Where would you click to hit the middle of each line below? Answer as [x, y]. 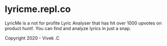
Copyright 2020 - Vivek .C [32, 38]
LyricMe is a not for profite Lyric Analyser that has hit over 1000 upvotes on [83, 23]
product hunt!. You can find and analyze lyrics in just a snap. [68, 28]
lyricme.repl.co [38, 9]
